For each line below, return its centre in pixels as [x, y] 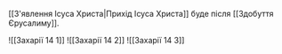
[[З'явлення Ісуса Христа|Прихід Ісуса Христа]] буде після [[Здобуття [141, 14]
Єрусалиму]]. [34, 23]
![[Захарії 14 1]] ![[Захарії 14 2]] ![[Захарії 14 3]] [97, 40]
